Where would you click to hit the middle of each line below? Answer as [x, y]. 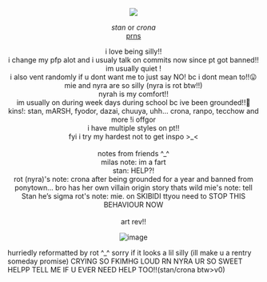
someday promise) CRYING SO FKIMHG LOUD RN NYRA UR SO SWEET [125, 261]
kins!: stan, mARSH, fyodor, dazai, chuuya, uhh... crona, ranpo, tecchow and [133, 111]
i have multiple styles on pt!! [133, 128]
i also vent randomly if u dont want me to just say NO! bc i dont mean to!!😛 [133, 77]
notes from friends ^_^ [133, 153]
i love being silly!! [133, 51]
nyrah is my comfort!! [133, 94]
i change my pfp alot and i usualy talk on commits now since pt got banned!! [133, 60]
